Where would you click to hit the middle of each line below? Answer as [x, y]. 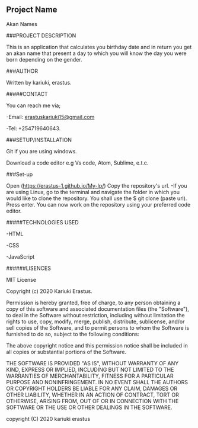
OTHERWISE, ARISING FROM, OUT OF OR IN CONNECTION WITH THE [92, 401]
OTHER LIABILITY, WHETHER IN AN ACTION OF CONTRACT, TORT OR [92, 395]
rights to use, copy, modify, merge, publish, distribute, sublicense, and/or [95, 321]
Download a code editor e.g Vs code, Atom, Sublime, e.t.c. [77, 163]
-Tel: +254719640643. [33, 128]
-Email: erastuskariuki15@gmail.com [50, 117]
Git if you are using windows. [41, 151]
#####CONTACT [27, 94]
